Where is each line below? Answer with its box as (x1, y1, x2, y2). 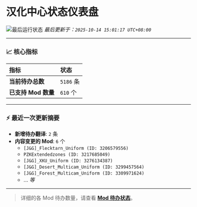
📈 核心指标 (6, 48, 38, 56)
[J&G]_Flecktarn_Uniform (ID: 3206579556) (23, 145, 129, 151)
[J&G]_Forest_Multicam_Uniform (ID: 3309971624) (23, 170, 145, 176)
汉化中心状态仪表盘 (6, 5, 99, 19)
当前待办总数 (9, 78, 45, 86)
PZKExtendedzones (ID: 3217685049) (23, 151, 110, 158)
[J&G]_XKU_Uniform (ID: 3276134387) (23, 158, 113, 163)
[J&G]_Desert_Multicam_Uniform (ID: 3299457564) (23, 164, 145, 170)
